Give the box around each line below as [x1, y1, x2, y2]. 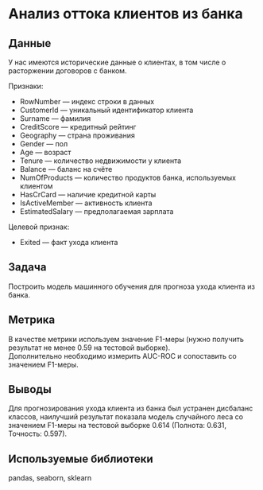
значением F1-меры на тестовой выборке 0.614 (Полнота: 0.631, [8, 421, 227, 430]
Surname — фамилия [19, 114, 91, 123]
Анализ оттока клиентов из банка [8, 5, 244, 23]
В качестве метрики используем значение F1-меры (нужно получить [8, 334, 245, 344]
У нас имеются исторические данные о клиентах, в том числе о [8, 57, 226, 67]
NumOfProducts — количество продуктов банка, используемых [19, 173, 237, 182]
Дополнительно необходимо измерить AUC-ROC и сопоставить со [8, 351, 237, 360]
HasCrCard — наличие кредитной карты [19, 190, 157, 199]
